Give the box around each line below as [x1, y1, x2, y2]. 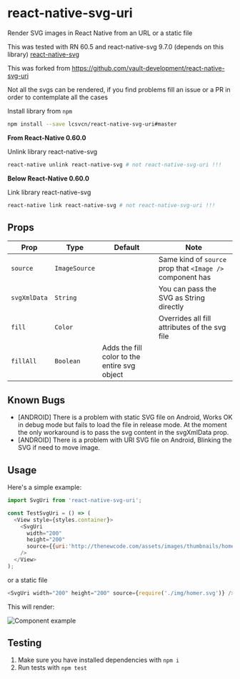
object [101, 370, 124, 380]
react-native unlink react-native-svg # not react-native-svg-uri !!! [7, 161, 222, 169]
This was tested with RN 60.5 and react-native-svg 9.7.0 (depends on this [7, 42, 224, 51]
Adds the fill [101, 343, 143, 353]
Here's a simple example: [7, 483, 82, 491]
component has [158, 273, 211, 283]
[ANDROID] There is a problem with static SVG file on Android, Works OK [17, 413, 233, 422]
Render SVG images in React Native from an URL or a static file [7, 29, 193, 37]
